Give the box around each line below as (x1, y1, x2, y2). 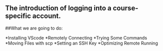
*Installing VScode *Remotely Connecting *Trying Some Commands (5, 34, 147, 40)
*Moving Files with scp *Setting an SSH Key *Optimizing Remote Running (5, 40, 158, 46)
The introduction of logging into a (5, 4, 111, 12)
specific (5, 12, 31, 20)
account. (32, 12, 61, 20)
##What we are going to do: (5, 25, 63, 31)
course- (112, 4, 138, 12)
